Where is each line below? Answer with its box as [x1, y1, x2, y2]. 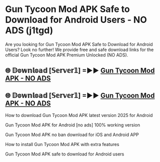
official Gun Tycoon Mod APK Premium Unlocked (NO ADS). [5, 51, 129, 58]
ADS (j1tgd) [5, 25, 53, 36]
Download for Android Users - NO [5, 14, 147, 25]
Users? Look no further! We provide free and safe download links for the [5, 46, 154, 52]
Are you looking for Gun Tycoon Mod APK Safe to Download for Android [5, 41, 153, 47]
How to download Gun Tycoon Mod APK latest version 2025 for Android [5, 112, 153, 118]
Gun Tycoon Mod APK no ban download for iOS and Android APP [5, 131, 139, 138]
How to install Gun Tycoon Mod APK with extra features [5, 141, 120, 147]
